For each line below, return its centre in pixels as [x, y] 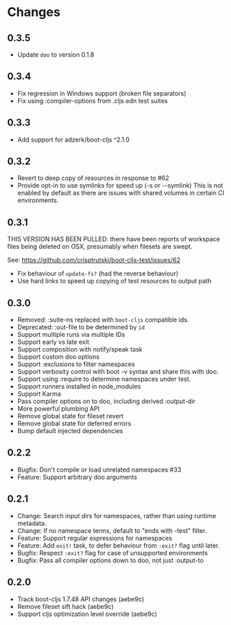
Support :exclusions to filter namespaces [76, 364]
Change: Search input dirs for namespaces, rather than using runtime [117, 515]
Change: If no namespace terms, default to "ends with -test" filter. [112, 530]
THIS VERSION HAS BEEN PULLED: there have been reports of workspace [114, 239]
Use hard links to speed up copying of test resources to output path [114, 281]
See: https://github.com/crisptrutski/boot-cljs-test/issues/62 [94, 260]
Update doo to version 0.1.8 [56, 54]
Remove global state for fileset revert [70, 416]
